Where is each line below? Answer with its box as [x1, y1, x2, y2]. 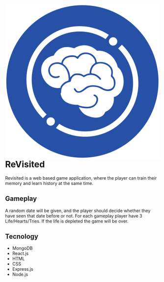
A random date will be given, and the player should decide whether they [5, 208, 151, 214]
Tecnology [5, 232, 38, 241]
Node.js [12, 272, 28, 278]
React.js [12, 251, 29, 256]
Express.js [12, 266, 33, 272]
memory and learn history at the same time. [5, 180, 93, 186]
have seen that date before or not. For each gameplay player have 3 [5, 213, 142, 219]
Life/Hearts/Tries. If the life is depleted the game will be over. [5, 218, 129, 224]
